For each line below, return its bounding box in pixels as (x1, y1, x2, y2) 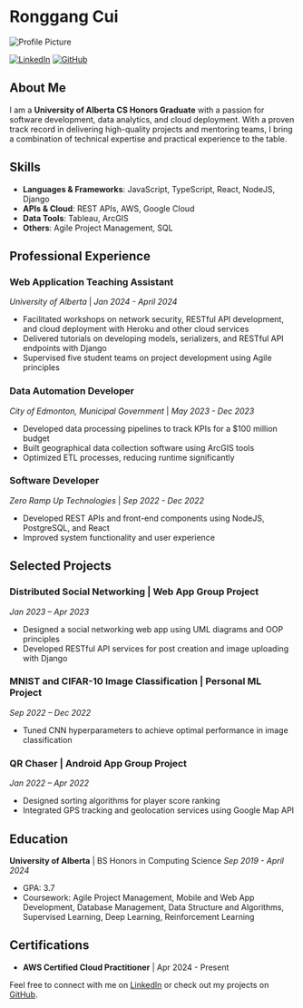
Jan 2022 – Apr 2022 (9, 778, 90, 788)
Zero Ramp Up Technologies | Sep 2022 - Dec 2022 (9, 494, 204, 505)
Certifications (9, 937, 90, 954)
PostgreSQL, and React (22, 522, 111, 533)
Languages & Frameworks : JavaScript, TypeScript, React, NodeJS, (22, 183, 276, 194)
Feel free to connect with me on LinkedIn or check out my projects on (9, 979, 269, 990)
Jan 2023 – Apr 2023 (9, 606, 90, 617)
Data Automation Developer (9, 385, 134, 397)
